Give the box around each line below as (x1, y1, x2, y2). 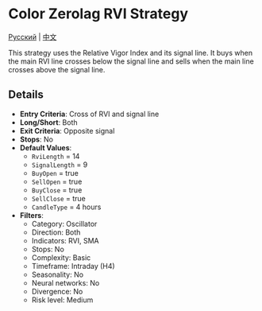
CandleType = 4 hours (31, 202, 102, 212)
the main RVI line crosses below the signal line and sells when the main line (8, 56, 254, 66)
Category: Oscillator (31, 219, 98, 228)
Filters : (19, 210, 44, 220)
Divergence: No (31, 286, 83, 296)
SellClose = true (31, 193, 86, 203)
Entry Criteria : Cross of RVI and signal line (19, 109, 160, 119)
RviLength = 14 (31, 151, 80, 161)
